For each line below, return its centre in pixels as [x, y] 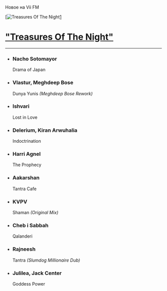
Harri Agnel [26, 154]
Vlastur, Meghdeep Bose [43, 83]
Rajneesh [24, 249]
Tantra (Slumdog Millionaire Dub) [46, 260]
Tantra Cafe [24, 189]
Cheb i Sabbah [30, 225]
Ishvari [21, 106]
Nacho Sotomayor [35, 58]
